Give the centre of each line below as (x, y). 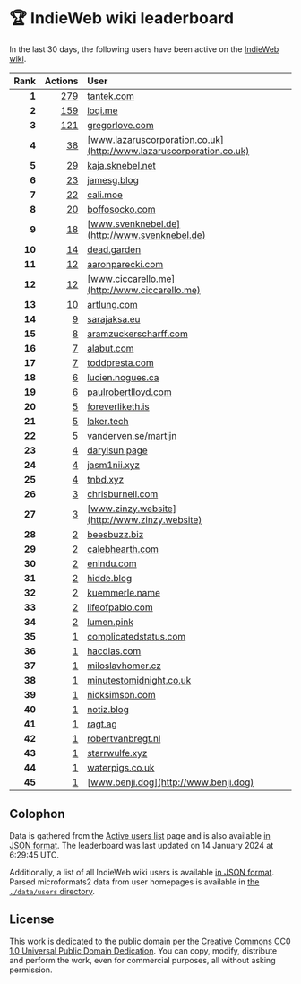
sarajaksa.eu (113, 318)
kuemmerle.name (124, 592)
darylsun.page (117, 450)
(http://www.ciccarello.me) (144, 290)
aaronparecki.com (125, 264)
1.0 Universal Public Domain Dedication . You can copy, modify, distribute (143, 950)
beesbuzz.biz (115, 534)
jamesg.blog (112, 179)
